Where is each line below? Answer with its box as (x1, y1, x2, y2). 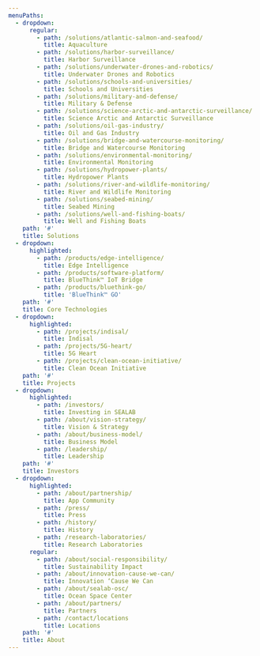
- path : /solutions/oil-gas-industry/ (36, 122, 164, 130)
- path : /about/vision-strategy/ (36, 416, 147, 424)
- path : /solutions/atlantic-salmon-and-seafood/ (36, 33, 203, 42)
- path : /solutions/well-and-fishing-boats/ (36, 210, 186, 218)
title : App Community (43, 496, 115, 504)
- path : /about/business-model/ (36, 430, 144, 439)
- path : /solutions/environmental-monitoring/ (36, 151, 193, 159)
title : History (43, 526, 93, 534)
